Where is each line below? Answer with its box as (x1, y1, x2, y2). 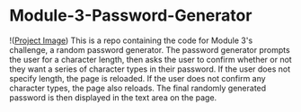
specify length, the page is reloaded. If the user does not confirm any (9, 73, 267, 83)
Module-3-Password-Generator (9, 5, 252, 26)
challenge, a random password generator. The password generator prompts (9, 44, 290, 55)
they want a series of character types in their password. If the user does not (9, 64, 291, 74)
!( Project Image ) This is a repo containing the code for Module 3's (9, 35, 253, 46)
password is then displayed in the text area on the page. (9, 91, 217, 103)
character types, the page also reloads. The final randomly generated (9, 82, 267, 93)
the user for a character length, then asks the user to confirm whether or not (9, 54, 292, 65)
